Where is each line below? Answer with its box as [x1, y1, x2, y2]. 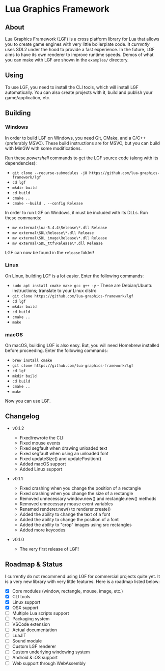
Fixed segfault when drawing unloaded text [19, 445, 108, 451]
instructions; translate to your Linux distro [12, 288, 97, 293]
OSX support [12, 605, 39, 611]
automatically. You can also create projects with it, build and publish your [5, 89, 153, 95]
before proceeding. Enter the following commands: [5, 348, 108, 353]
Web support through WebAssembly [12, 660, 86, 666]
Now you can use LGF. [5, 398, 51, 404]
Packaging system [12, 616, 50, 622]
